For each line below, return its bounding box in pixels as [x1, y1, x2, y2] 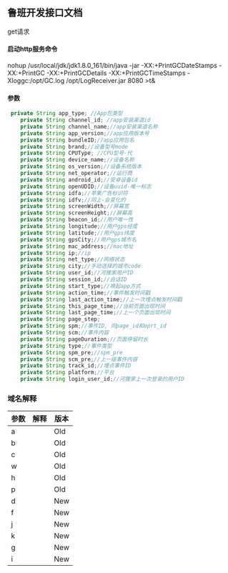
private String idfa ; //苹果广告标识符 [20, 189, 129, 196]
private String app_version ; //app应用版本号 [20, 129, 150, 137]
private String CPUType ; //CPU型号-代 [20, 149, 133, 157]
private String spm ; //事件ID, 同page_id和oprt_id [20, 322, 167, 330]
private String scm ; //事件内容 [20, 329, 109, 337]
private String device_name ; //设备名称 [20, 156, 134, 164]
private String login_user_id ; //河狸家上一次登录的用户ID [20, 376, 184, 383]
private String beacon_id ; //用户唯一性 [20, 216, 134, 224]
